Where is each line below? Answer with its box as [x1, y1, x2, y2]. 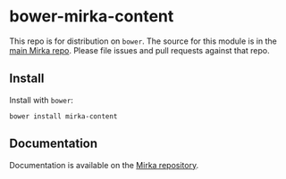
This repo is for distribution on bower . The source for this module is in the [9, 36, 277, 46]
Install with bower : [9, 94, 74, 105]
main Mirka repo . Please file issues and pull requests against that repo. [9, 45, 270, 55]
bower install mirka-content [9, 111, 118, 121]
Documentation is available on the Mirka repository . [9, 159, 199, 170]
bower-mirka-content [9, 6, 174, 27]
